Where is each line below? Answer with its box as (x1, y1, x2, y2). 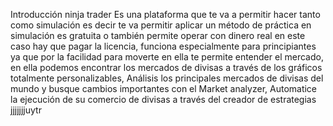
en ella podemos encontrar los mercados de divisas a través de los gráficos (10, 62, 323, 73)
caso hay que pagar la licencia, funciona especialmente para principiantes (10, 40, 317, 52)
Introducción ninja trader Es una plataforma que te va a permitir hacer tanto (10, 9, 321, 20)
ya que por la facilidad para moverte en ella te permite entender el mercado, (10, 51, 324, 63)
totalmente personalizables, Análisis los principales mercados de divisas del (10, 72, 324, 84)
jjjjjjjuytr (10, 104, 42, 116)
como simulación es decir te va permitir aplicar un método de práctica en (10, 19, 312, 31)
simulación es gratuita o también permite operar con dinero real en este (10, 30, 306, 41)
